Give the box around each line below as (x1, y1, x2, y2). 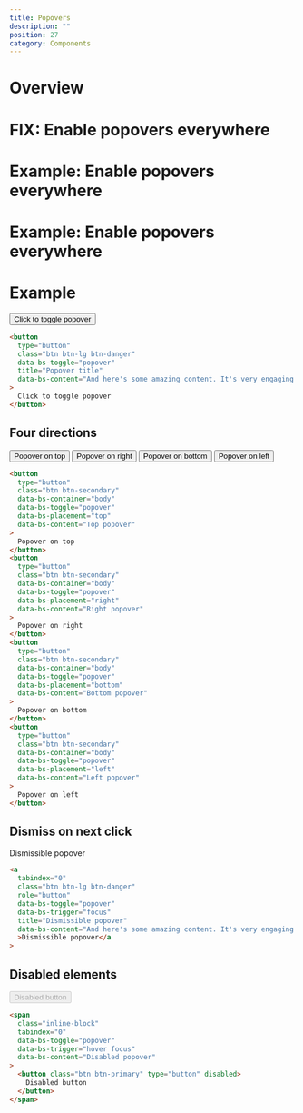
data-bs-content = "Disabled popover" (17, 1053, 156, 1062)
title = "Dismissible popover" (17, 916, 128, 925)
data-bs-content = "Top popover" (17, 520, 136, 529)
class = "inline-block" (17, 1019, 100, 1028)
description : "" (9, 22, 71, 31)
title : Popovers (9, 13, 71, 23)
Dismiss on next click (9, 824, 132, 840)
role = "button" (17, 891, 71, 900)
